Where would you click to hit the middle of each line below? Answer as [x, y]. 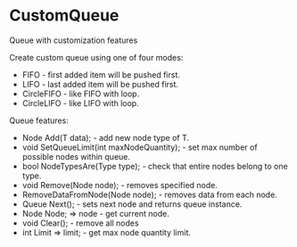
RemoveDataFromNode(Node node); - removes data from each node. [150, 194]
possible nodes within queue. [76, 156]
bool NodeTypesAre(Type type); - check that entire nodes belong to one [155, 166]
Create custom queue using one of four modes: [96, 57]
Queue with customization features [74, 40]
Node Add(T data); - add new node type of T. [106, 137]
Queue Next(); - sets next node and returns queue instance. [132, 204]
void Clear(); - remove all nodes [81, 223]
